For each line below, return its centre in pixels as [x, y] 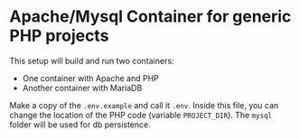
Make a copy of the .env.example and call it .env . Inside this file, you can [144, 105]
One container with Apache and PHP [91, 78]
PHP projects [59, 36]
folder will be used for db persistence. [80, 125]
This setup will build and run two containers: [92, 60]
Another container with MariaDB [82, 88]
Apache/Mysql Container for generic [150, 17]
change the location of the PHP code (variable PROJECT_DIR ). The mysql [141, 115]
